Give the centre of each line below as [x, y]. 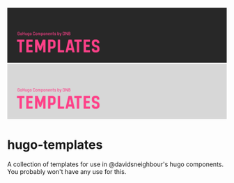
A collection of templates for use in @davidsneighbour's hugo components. [116, 164]
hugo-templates [55, 145]
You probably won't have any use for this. [67, 171]
